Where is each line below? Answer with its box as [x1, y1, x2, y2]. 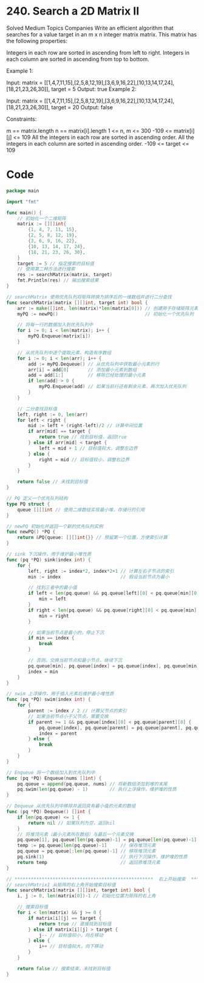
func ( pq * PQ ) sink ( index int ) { [6, 556, 91, 562]
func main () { [6, 209, 42, 216]
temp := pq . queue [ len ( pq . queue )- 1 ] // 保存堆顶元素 [17, 842, 156, 849]
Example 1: [6, 67, 33, 74]
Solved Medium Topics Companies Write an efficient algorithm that [6, 24, 174, 32]
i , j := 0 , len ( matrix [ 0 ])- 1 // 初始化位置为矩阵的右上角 [17, 893, 156, 899]
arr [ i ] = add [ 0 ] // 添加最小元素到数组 [28, 367, 137, 373]
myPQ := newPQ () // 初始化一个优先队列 [17, 311, 194, 317]
